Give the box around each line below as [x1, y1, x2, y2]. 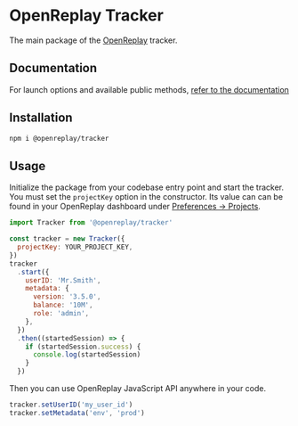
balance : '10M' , [32, 300, 93, 310]
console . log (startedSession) [32, 350, 141, 359]
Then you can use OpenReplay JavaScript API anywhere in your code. [9, 383, 267, 393]
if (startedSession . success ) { [25, 342, 141, 351]
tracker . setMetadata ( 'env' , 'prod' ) [9, 408, 145, 417]
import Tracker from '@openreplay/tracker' [9, 218, 173, 227]
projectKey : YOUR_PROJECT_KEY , [17, 242, 133, 251]
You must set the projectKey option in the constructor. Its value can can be [9, 192, 283, 202]
